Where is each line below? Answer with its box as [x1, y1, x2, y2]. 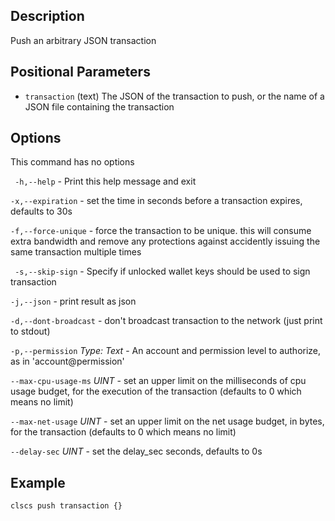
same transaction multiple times [10, 246, 142, 258]
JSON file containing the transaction [24, 100, 175, 113]
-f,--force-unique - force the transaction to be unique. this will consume [10, 225, 312, 237]
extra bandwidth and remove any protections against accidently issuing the [10, 235, 321, 248]
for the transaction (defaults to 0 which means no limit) [10, 426, 237, 438]
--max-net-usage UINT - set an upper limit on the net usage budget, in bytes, [10, 415, 325, 428]
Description [10, 8, 85, 25]
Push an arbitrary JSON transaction [10, 34, 157, 46]
